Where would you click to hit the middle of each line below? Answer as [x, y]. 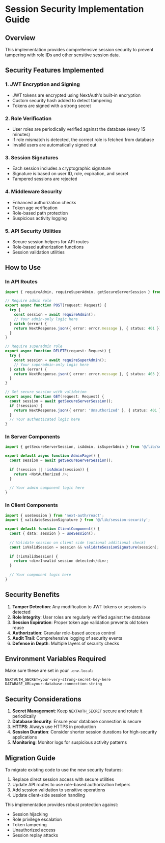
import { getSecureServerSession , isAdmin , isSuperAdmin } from [72, 447]
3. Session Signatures [32, 157]
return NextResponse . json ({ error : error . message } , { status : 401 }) [88, 328]
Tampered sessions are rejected [45, 179]
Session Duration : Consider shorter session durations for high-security [84, 732]
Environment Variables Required [56, 659]
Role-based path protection [40, 213]
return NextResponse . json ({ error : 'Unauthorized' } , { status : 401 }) [89, 410]
